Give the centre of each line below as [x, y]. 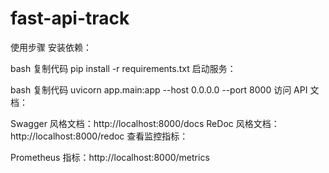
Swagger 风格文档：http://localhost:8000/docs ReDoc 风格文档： [145, 123]
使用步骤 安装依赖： [51, 47]
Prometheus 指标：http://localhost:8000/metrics [110, 157]
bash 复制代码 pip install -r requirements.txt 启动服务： [123, 68]
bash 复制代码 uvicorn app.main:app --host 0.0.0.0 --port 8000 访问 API [159, 89]
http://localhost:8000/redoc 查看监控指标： [99, 136]
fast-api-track [70, 18]
